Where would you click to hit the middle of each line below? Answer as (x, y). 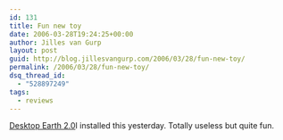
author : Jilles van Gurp (55, 42)
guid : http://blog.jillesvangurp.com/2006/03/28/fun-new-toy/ (127, 59)
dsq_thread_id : (37, 76)
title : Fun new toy (46, 26)
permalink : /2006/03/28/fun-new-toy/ (79, 68)
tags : (19, 92)
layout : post (33, 51)
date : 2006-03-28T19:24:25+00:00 (71, 34)
